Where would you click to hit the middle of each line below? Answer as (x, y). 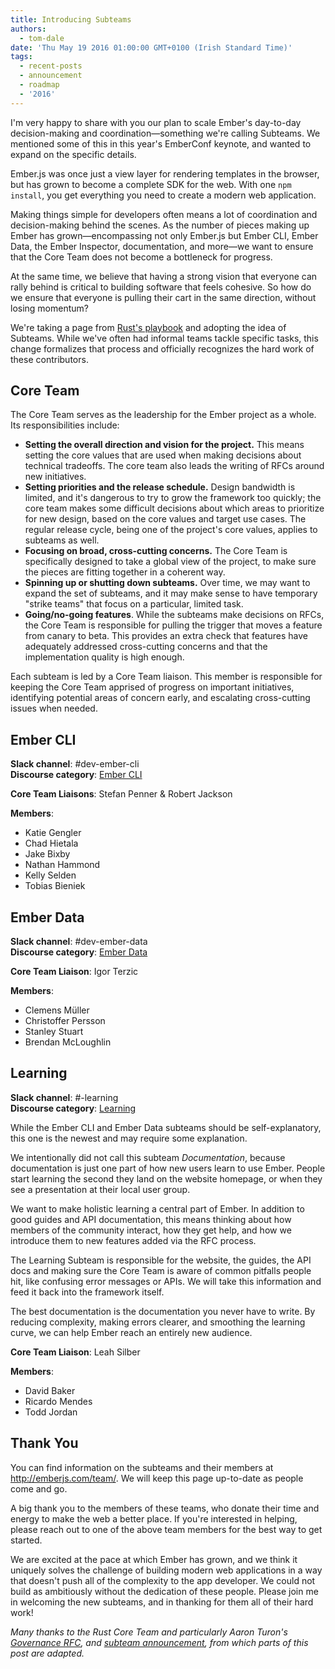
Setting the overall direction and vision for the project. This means (164, 445)
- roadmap (39, 85)
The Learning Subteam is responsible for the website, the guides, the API (161, 1260)
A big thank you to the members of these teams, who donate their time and (165, 1508)
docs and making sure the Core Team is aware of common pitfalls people (161, 1270)
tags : (21, 57)
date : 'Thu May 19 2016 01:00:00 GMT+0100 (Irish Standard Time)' (151, 47)
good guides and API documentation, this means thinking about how (151, 1219)
